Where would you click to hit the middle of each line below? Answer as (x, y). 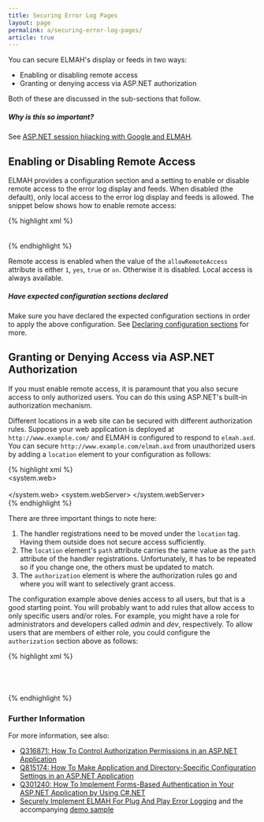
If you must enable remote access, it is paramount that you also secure (123, 389)
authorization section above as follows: (73, 641)
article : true (32, 37)
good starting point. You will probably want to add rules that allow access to (131, 607)
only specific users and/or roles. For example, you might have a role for (124, 616)
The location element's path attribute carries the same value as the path (138, 550)
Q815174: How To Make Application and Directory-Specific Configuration (138, 768)
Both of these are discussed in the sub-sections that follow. (104, 99)
